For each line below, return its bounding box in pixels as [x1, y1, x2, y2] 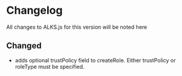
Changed [6, 41, 42, 51]
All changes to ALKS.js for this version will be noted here [6, 23, 148, 31]
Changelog [6, 4, 63, 17]
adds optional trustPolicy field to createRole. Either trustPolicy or [15, 56, 176, 63]
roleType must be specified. [15, 63, 85, 70]
